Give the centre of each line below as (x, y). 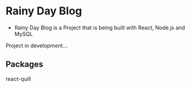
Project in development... (36, 45)
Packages (24, 64)
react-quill (18, 78)
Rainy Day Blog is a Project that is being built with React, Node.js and (100, 28)
